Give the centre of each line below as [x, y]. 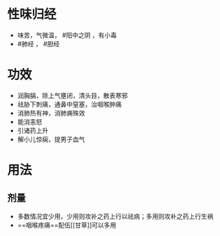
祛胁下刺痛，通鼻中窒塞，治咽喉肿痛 [69, 104]
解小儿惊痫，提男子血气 [51, 139]
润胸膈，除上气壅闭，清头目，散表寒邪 [72, 95]
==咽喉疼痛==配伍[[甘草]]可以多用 [67, 225]
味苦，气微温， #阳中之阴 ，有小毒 [67, 35]
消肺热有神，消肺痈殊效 [51, 113]
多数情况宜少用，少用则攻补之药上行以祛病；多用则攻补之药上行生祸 [115, 216]
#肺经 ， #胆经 [38, 43]
